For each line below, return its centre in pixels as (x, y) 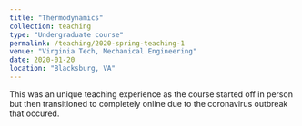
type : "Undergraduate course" (67, 34)
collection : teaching (50, 26)
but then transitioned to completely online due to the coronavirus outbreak (149, 103)
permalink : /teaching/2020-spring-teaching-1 (97, 43)
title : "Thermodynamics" (56, 18)
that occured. (35, 113)
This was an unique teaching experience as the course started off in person (151, 94)
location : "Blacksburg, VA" (63, 69)
